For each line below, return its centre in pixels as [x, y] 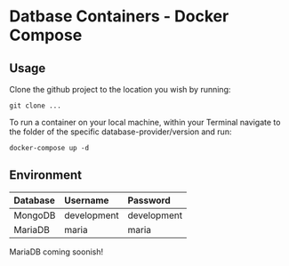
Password [149, 200]
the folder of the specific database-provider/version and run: [120, 132]
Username [86, 200]
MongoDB [35, 215]
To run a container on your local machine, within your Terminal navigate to [145, 122]
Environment [46, 175]
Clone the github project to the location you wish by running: [120, 89]
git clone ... [36, 106]
